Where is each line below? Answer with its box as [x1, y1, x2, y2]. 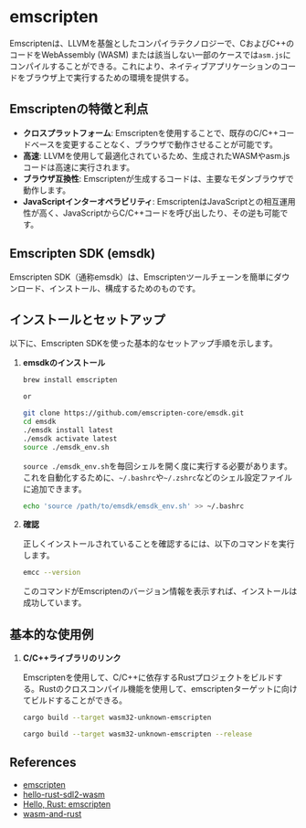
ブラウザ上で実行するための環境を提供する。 [25, 71, 194, 83]
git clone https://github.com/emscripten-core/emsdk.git [22, 409, 245, 418]
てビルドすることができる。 [22, 695, 128, 706]
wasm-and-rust [22, 808, 82, 819]
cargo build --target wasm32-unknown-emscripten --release [22, 729, 253, 738]
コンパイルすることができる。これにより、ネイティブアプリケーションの [9, 60, 280, 71]
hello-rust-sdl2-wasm [22, 789, 105, 800]
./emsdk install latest [22, 425, 114, 435]
